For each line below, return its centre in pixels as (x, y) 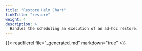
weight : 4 (16, 19)
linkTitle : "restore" (28, 15)
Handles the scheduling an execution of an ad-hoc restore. (74, 29)
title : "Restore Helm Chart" (36, 10)
